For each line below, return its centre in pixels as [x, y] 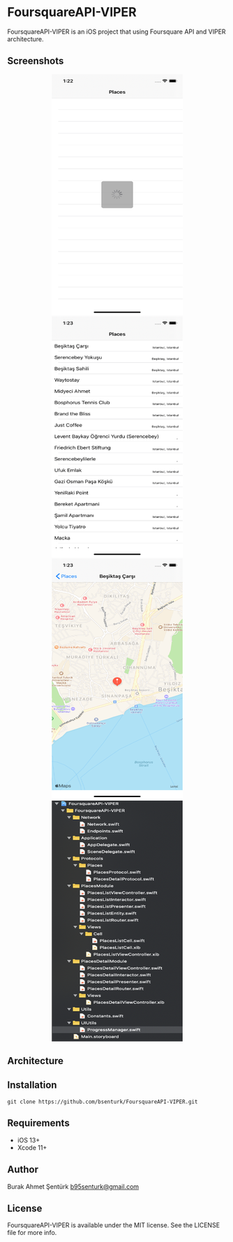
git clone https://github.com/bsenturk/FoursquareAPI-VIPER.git [103, 1102]
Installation [32, 1085]
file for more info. [32, 1233]
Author [23, 1169]
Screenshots [36, 61]
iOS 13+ [29, 1140]
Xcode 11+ [32, 1147]
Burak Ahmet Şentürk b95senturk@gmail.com [73, 1186]
